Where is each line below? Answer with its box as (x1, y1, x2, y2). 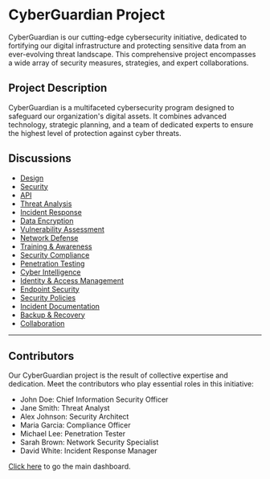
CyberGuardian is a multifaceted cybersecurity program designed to (8, 102, 235, 112)
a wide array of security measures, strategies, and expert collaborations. (8, 58, 249, 68)
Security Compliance (19, 250, 90, 259)
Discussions (8, 151, 72, 166)
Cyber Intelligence (19, 267, 81, 277)
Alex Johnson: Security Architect (19, 412, 129, 422)
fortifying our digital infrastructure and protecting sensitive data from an (8, 40, 247, 50)
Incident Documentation (19, 301, 100, 311)
